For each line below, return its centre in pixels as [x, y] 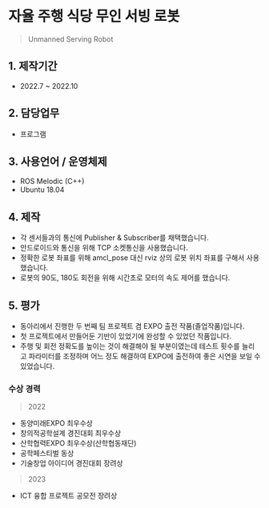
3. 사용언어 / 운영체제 [58, 161]
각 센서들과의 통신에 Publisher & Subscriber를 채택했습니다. [114, 238]
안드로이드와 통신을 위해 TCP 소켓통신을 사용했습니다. [104, 248]
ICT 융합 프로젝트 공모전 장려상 [68, 496]
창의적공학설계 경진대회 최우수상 [70, 434]
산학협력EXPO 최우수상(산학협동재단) [78, 443]
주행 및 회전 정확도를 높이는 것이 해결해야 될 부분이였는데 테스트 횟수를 [130, 346]
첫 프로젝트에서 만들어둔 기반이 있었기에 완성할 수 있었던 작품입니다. [126, 336]
